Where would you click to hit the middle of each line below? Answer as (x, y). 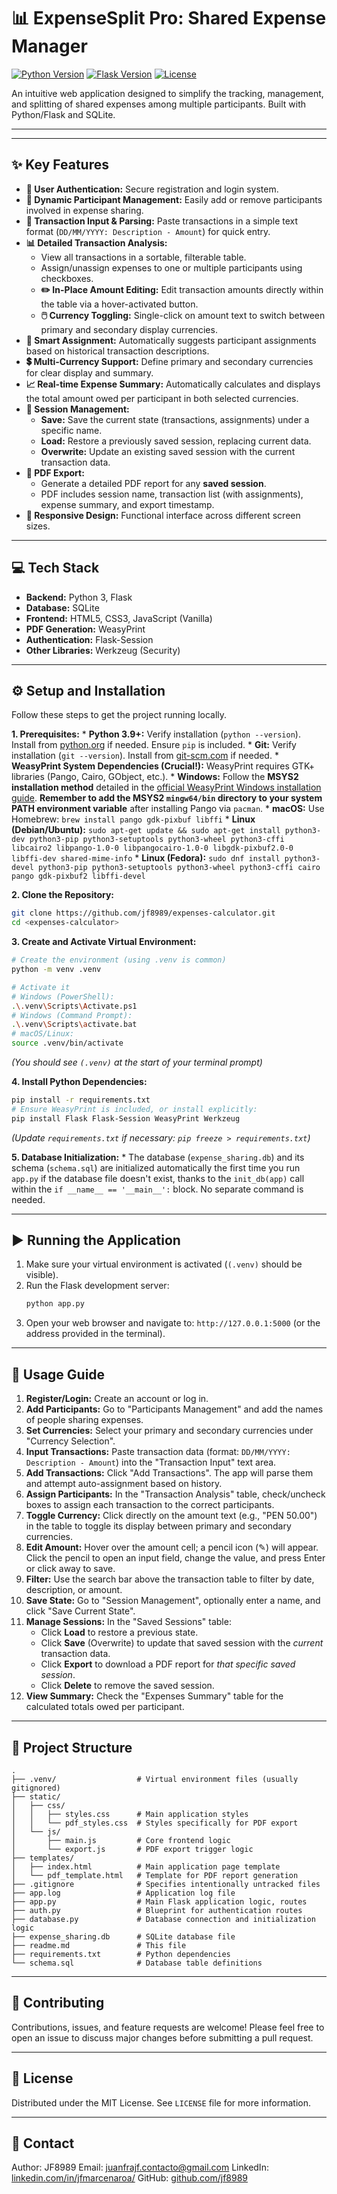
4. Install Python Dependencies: (79, 1081)
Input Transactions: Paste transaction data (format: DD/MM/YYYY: (158, 1452)
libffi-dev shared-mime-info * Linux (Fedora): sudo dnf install (146, 858)
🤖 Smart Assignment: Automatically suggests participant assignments (171, 340)
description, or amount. (74, 1590)
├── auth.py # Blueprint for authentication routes (157, 1910)
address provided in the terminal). (95, 1334)
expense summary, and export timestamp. (127, 504)
